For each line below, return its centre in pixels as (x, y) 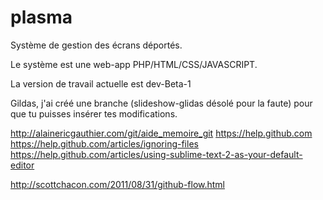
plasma (41, 17)
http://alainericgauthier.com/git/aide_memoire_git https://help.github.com (161, 133)
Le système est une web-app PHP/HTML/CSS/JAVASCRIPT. (134, 64)
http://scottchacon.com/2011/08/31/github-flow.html (118, 184)
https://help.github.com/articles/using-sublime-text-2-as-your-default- (156, 154)
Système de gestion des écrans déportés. (96, 45)
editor (22, 165)
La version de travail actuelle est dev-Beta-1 (101, 83)
